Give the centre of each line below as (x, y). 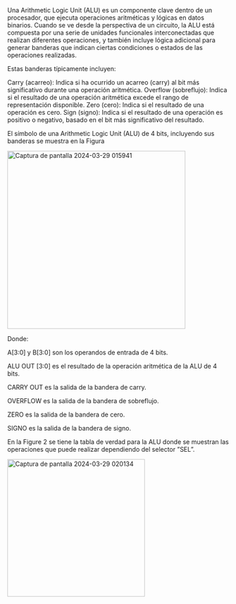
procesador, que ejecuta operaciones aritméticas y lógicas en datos (106, 18)
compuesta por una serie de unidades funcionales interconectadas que (111, 32)
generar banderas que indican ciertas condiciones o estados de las (105, 48)
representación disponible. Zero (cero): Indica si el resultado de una (106, 105)
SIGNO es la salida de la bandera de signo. (69, 428)
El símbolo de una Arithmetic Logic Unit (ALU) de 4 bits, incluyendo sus (111, 134)
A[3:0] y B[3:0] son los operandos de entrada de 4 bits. (88, 352)
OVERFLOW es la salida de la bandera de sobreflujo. (83, 401)
